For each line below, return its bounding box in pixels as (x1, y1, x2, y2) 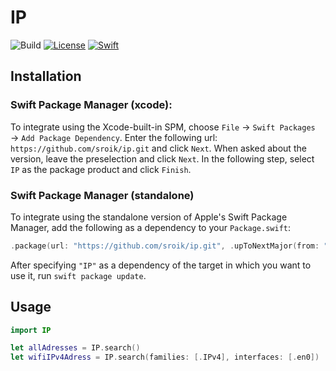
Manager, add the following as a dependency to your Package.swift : (10, 221, 292, 233)
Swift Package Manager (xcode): (10, 98, 173, 112)
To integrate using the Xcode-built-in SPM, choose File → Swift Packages (10, 121, 316, 133)
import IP (10, 325, 52, 335)
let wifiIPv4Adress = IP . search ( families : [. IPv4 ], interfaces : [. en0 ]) (10, 352, 320, 363)
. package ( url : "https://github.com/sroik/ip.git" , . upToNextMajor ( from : (10, 241, 320, 251)
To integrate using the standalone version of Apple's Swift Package (10, 211, 288, 223)
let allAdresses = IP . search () (10, 343, 141, 353)
